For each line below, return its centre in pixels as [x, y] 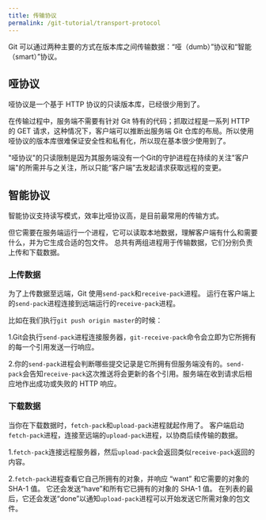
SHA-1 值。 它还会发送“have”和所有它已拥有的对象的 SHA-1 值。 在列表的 [127, 488]
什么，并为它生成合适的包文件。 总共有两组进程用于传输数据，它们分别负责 [131, 243]
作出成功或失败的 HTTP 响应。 [71, 384]
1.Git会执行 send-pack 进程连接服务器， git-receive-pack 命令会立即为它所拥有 [132, 337]
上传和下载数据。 [36, 252]
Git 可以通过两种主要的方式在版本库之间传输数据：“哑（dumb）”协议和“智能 [130, 46]
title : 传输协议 [32, 15]
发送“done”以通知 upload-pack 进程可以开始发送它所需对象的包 [143, 498]
